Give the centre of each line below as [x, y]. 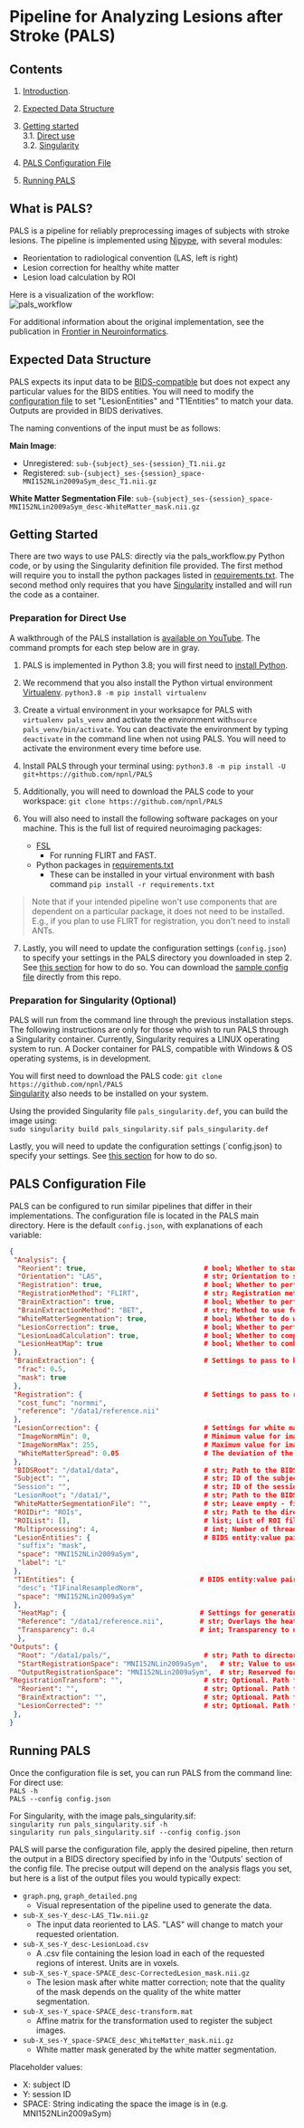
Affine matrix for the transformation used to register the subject [154, 2020]
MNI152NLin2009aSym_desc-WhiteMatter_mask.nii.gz [105, 507]
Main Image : [33, 445]
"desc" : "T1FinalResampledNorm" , [81, 1588]
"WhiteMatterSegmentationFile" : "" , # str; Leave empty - [149, 1504]
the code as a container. [54, 595]
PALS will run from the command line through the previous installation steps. [152, 1020]
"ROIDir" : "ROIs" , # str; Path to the [145, 1512]
